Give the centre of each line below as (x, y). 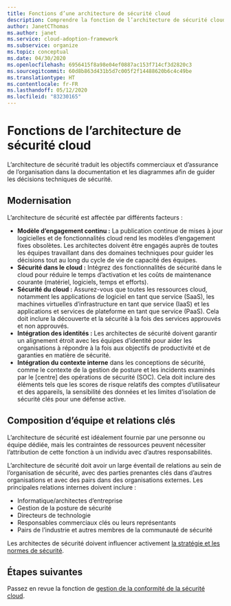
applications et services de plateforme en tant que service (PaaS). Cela (118, 311)
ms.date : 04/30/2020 (37, 59)
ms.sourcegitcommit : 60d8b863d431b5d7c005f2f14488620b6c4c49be (100, 71)
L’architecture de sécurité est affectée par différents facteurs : (95, 217)
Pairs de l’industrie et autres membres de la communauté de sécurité (115, 530)
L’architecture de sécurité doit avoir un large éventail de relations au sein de (114, 465)
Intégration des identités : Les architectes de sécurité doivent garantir (117, 333)
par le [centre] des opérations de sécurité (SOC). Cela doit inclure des (116, 377)
